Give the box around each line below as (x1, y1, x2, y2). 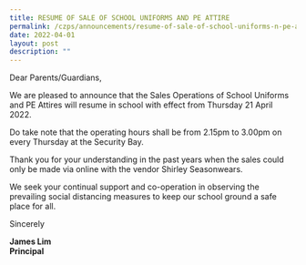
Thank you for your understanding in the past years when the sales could (9, 154, 284, 165)
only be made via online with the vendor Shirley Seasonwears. (9, 164, 243, 175)
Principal (9, 246, 45, 257)
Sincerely (9, 219, 46, 229)
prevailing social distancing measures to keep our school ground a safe (9, 191, 278, 202)
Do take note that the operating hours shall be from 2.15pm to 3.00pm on (9, 127, 282, 138)
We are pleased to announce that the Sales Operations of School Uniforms (9, 90, 290, 101)
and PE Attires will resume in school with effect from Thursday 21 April (9, 99, 273, 110)
